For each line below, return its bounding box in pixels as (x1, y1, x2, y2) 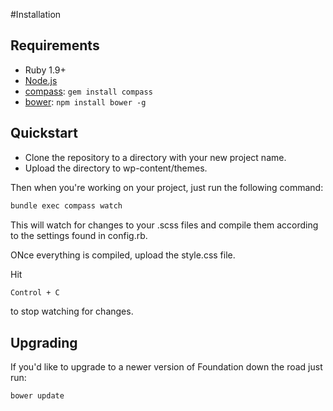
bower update (10, 391, 65, 401)
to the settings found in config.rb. (10, 229, 148, 241)
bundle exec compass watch (10, 200, 123, 211)
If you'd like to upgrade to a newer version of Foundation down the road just (10, 361, 323, 373)
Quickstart (10, 125, 79, 142)
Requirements (10, 37, 100, 54)
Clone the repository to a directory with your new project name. (24, 151, 287, 163)
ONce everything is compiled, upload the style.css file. (10, 249, 236, 261)
